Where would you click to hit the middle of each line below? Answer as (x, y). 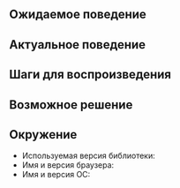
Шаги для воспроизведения (90, 75)
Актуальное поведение (78, 45)
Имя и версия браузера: (68, 165)
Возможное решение (71, 105)
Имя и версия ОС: (56, 175)
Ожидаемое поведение (78, 15)
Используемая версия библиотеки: (89, 156)
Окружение (43, 135)
